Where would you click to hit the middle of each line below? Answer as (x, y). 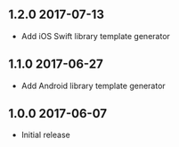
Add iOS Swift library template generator (96, 36)
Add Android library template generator (93, 86)
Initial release (45, 135)
